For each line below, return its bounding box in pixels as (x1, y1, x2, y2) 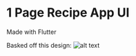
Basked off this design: (6, 41, 72, 49)
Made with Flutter (6, 28, 57, 36)
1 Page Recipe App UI (6, 5, 130, 21)
